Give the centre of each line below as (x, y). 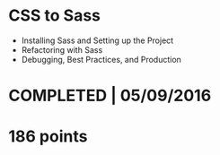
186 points (48, 137)
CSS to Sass (54, 16)
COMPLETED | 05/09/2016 (110, 96)
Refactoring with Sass (62, 49)
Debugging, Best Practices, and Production (101, 59)
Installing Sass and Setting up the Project (97, 40)
